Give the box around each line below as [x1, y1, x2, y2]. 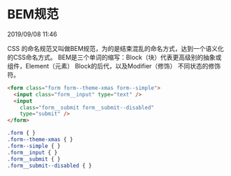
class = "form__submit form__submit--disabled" [20, 104, 155, 111]
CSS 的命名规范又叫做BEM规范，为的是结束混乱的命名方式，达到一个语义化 [7, 44, 225, 52]
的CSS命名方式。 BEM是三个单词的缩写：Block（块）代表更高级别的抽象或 [7, 53, 222, 61]
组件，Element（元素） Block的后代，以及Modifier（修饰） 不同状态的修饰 [7, 61, 221, 70]
